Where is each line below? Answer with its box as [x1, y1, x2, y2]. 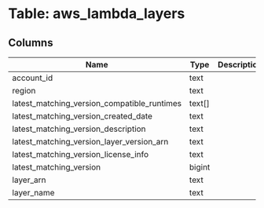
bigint [189, 162, 211, 173]
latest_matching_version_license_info [12, 149, 149, 159]
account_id [12, 72, 53, 83]
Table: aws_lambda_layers [8, 5, 185, 23]
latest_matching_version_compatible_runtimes [12, 98, 182, 108]
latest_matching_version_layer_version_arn [12, 137, 169, 147]
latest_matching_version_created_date [12, 111, 153, 122]
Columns [8, 36, 53, 49]
